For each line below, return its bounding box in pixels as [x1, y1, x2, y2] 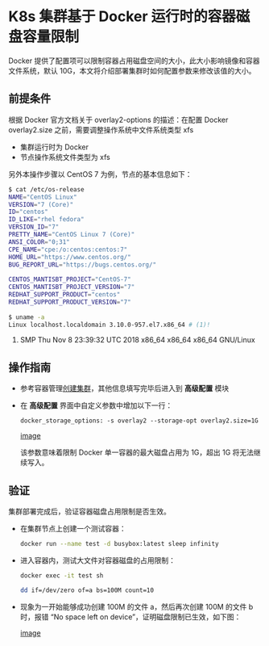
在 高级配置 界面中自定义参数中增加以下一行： [19, 401, 173, 410]
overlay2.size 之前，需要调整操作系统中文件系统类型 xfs [8, 124, 194, 134]
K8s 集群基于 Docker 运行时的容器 [8, 7, 236, 26]
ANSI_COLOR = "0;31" [8, 237, 70, 246]
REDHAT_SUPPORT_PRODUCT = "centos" [8, 291, 121, 299]
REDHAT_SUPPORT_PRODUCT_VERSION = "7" [8, 298, 131, 306]
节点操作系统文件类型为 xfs [19, 152, 110, 161]
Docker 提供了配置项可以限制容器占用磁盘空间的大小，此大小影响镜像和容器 [8, 56, 260, 65]
